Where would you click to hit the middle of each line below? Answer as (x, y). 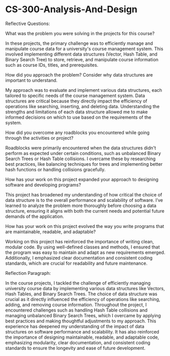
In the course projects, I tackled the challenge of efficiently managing (78, 283)
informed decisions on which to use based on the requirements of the (78, 117)
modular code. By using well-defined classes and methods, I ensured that (83, 247)
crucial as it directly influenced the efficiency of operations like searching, (83, 299)
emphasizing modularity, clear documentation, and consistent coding (78, 342)
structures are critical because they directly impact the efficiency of (76, 101)
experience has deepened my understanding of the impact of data (75, 326)
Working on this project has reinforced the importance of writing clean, (80, 241)
